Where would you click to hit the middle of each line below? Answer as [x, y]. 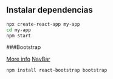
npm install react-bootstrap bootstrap [57, 70]
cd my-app [19, 30]
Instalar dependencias [50, 10]
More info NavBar [28, 59]
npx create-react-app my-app [43, 24]
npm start [19, 36]
